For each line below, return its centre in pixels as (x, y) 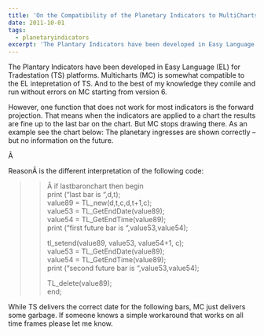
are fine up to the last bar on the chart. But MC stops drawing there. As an (128, 124)
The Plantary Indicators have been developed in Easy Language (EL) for (125, 67)
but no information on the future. (61, 141)
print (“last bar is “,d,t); (84, 195)
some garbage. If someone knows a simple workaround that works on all (126, 316)
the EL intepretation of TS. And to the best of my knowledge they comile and (132, 84)
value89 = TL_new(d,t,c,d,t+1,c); (99, 203)
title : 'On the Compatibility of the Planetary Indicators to (112, 15)
